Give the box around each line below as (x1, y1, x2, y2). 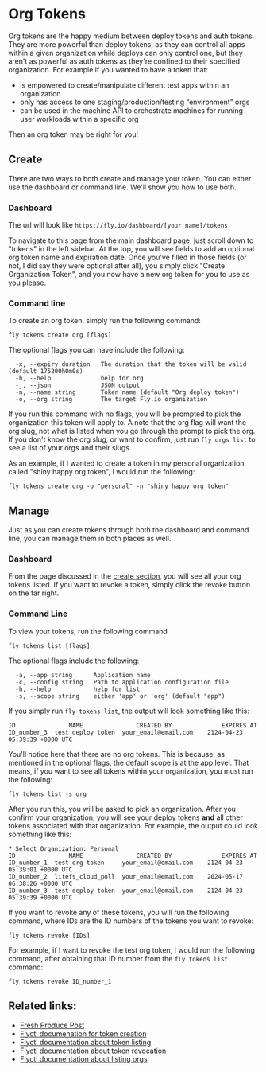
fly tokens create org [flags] (8, 331, 112, 339)
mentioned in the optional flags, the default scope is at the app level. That (8, 758, 249, 767)
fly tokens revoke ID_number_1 (8, 977, 112, 985)
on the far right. (8, 588, 60, 598)
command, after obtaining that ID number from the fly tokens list (8, 953, 229, 963)
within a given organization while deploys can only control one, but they (8, 48, 244, 57)
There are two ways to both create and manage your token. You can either (8, 173, 252, 183)
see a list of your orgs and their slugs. (8, 443, 132, 453)
